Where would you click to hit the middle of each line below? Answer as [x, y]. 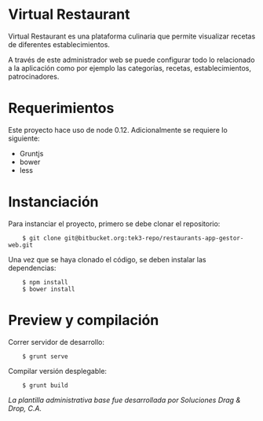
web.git [21, 245]
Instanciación [54, 202]
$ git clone [42, 238]
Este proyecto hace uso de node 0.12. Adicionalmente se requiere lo [118, 130]
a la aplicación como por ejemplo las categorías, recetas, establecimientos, [130, 68]
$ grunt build [45, 385]
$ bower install [49, 289]
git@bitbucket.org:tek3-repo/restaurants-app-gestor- [154, 238]
